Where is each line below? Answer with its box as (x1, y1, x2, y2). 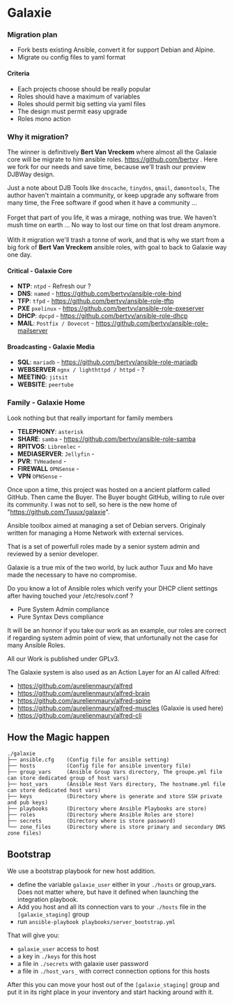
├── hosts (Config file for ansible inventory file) (7, 762, 192, 770)
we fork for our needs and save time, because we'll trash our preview (7, 162, 206, 171)
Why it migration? (7, 131, 69, 141)
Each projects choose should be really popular (17, 85, 151, 93)
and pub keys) (7, 799, 49, 806)
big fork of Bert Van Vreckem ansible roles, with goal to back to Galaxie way (7, 243, 227, 251)
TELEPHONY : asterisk (17, 427, 84, 435)
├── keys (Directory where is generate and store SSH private (7, 793, 223, 800)
